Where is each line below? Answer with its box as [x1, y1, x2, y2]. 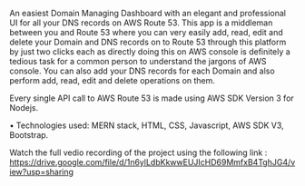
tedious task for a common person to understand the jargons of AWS [9, 56, 267, 66]
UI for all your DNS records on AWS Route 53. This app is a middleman [9, 17, 273, 28]
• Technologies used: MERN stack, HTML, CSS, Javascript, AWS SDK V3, [9, 120, 284, 131]
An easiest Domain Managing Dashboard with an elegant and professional [9, 8, 286, 18]
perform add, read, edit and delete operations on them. [9, 75, 216, 85]
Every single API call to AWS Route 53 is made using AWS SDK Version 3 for [9, 93, 295, 103]
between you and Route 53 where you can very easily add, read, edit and [9, 27, 283, 37]
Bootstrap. [9, 130, 49, 140]
